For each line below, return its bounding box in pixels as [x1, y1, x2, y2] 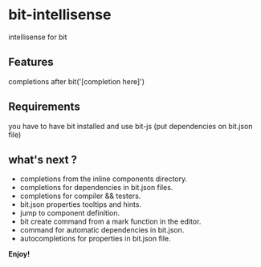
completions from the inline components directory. [19, 174, 188, 184]
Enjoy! [8, 249, 31, 259]
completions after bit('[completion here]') [8, 76, 145, 86]
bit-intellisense [8, 6, 112, 24]
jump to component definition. [19, 208, 120, 218]
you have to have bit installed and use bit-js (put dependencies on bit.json [8, 121, 253, 131]
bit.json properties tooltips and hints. [19, 200, 142, 209]
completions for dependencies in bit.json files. [19, 183, 173, 192]
